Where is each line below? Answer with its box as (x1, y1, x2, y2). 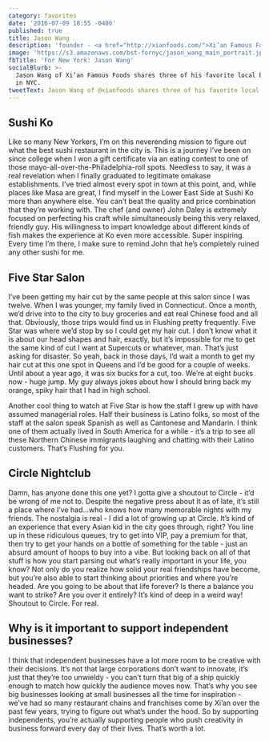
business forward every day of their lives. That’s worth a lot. (8, 723, 206, 733)
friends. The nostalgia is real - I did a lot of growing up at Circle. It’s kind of (8, 513, 255, 523)
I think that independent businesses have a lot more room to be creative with (8, 655, 261, 665)
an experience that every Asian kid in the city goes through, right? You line (8, 522, 254, 531)
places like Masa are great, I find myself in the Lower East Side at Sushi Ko (8, 188, 254, 198)
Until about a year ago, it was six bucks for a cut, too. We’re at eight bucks (8, 369, 254, 378)
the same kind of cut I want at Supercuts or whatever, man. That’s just (8, 343, 239, 352)
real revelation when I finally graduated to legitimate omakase (8, 171, 211, 181)
